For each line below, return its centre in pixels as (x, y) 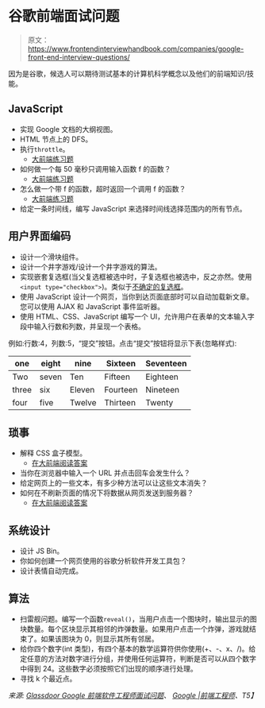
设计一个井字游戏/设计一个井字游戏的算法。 (90, 266)
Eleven (83, 389)
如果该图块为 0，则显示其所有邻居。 (100, 639)
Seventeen (167, 363)
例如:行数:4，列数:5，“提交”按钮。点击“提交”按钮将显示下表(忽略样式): (123, 343)
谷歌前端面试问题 (64, 16)
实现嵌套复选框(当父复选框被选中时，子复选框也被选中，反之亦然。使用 (136, 277)
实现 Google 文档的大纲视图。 (68, 129)
